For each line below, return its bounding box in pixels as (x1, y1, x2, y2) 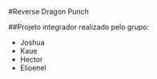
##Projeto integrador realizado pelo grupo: (8, 22, 150, 31)
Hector (19, 55, 43, 64)
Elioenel (19, 63, 46, 73)
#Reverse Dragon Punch (8, 7, 90, 16)
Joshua (19, 38, 45, 47)
